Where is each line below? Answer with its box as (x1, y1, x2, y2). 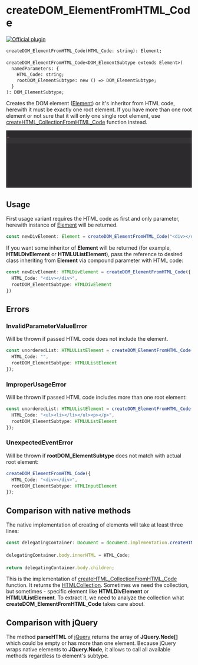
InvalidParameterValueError (6, 322, 88, 330)
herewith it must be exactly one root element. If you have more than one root (6, 106, 192, 113)
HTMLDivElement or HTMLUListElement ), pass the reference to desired (6, 250, 183, 257)
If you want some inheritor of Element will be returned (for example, (6, 244, 171, 251)
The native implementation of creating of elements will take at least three (6, 521, 183, 528)
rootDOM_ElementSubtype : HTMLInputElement (11, 483, 117, 489)
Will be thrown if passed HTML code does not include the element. (6, 335, 169, 343)
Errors (6, 304, 29, 314)
